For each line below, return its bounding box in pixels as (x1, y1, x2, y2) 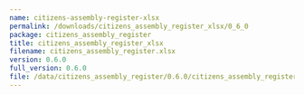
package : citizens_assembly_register (9, 30, 152, 39)
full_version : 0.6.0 (9, 64, 88, 73)
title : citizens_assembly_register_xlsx (9, 38, 165, 48)
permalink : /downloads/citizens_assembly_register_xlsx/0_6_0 (9, 22, 249, 31)
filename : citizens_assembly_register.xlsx (9, 47, 176, 56)
